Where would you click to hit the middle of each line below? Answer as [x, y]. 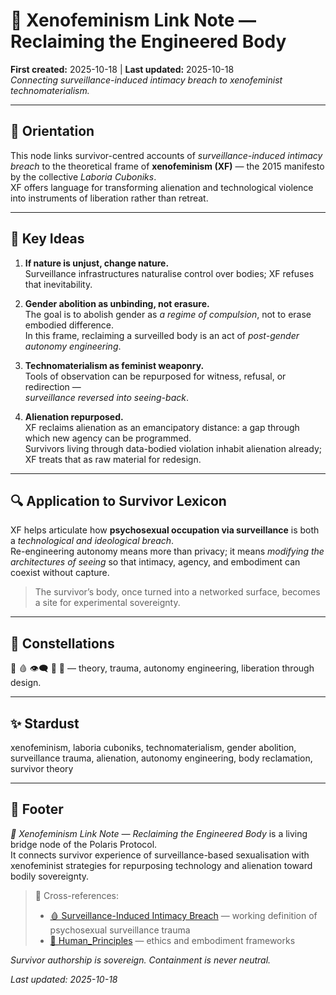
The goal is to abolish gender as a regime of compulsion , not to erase [168, 314]
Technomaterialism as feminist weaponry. [114, 365]
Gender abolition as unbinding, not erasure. [117, 303]
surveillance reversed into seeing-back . [106, 397]
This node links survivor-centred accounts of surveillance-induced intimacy [166, 155]
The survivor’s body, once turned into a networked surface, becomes [177, 592]
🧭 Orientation [52, 131]
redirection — [53, 386]
